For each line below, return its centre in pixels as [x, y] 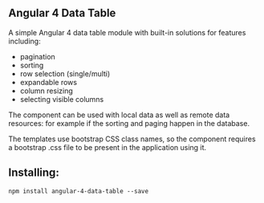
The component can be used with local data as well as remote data [119, 115]
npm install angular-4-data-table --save [79, 191]
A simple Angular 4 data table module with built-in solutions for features [127, 32]
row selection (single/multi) [65, 73]
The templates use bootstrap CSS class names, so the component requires [132, 139]
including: [25, 41]
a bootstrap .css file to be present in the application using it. [108, 147]
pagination [38, 56]
